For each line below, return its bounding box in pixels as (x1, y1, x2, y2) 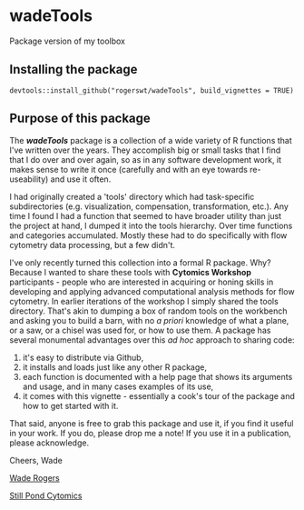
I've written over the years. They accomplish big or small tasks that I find (9, 145, 281, 155)
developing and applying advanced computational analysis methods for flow (9, 285, 295, 296)
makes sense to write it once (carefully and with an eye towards (9, 164, 248, 175)
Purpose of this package (9, 111, 152, 126)
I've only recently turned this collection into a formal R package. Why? (9, 256, 271, 268)
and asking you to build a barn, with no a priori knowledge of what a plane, (9, 315, 289, 325)
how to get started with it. (22, 400, 119, 411)
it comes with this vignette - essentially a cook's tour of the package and (22, 390, 295, 401)
